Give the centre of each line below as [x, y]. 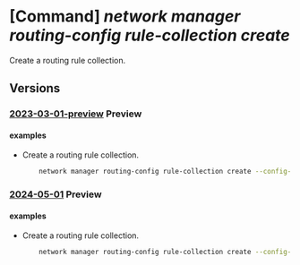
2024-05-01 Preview [56, 194]
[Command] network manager [125, 17]
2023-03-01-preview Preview [76, 114]
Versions [35, 88]
